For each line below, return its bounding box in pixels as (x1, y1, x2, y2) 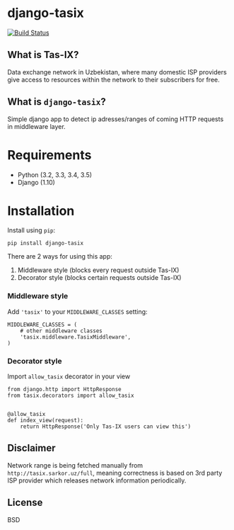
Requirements (7, 147, 92, 163)
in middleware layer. (7, 122, 66, 130)
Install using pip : (7, 226, 56, 235)
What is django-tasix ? (7, 96, 106, 108)
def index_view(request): (7, 417, 83, 424)
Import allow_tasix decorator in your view (7, 372, 131, 380)
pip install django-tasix (7, 239, 83, 247)
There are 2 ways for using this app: (7, 252, 113, 261)
